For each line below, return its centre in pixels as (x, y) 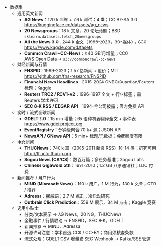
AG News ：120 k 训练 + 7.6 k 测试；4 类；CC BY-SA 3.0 (81, 19)
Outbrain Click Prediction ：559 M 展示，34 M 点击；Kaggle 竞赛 (90, 202)
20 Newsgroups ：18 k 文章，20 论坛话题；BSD (72, 31)
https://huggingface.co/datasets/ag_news (66, 25)
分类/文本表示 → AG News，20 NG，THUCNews (73, 214)
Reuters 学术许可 (41, 100)
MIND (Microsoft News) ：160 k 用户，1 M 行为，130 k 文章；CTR (90, 184)
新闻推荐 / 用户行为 (36, 178)
